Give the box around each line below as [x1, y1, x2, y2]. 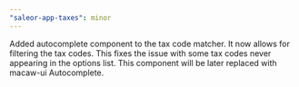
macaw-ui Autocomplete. [9, 67, 105, 78]
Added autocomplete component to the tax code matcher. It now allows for [9, 38, 291, 49]
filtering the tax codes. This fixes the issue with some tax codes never [9, 47, 272, 59]
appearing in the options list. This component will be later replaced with [9, 57, 277, 68]
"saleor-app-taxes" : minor [9, 13, 112, 23]
